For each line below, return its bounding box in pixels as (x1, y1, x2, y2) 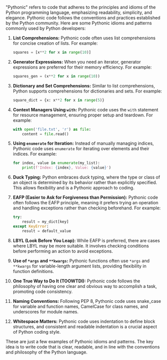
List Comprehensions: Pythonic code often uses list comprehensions (12, 35, 156, 41)
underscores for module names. (12, 308, 79, 315)
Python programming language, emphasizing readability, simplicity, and (5, 9, 152, 15)
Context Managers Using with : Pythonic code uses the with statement (12, 106, 159, 112)
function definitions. (12, 268, 54, 274)
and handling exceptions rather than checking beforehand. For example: (12, 205, 161, 211)
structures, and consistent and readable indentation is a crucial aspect (12, 323, 157, 330)
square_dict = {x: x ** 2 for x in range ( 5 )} (12, 97, 105, 102)
